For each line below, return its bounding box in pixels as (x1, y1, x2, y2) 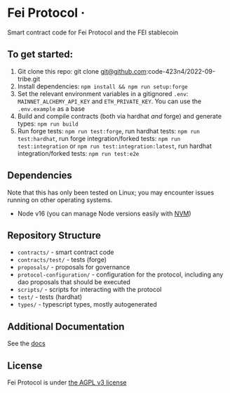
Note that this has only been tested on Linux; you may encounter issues (7, 188, 215, 196)
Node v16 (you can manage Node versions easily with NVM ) (17, 209, 191, 218)
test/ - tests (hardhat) (17, 293, 83, 301)
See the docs (7, 339, 46, 348)
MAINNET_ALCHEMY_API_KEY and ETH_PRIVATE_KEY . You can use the (17, 97, 202, 105)
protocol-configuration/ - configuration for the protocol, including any (17, 270, 224, 279)
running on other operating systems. (7, 195, 113, 204)
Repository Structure (7, 229, 102, 241)
